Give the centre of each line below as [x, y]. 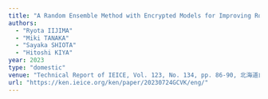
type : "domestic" [37, 68]
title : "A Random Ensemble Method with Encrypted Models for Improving [130, 16]
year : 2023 [26, 61]
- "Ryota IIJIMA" [44, 30]
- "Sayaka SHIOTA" [46, 46]
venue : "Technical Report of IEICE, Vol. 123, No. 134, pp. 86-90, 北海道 [134, 75]
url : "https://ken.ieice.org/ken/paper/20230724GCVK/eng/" [108, 82]
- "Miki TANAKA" [42, 38]
